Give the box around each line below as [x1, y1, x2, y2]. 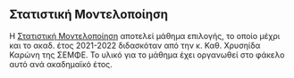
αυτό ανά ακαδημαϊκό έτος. [9, 58, 113, 69]
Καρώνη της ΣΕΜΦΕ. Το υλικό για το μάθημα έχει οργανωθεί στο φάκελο [9, 49, 285, 60]
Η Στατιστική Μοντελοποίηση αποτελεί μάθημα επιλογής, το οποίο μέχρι [9, 30, 281, 41]
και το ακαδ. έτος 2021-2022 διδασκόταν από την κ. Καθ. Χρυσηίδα [9, 40, 261, 51]
